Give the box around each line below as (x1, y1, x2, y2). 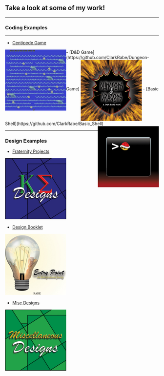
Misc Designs (12, 300, 40, 306)
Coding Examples (5, 24, 48, 31)
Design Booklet (12, 224, 43, 230)
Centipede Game (12, 40, 46, 46)
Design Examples (5, 138, 47, 145)
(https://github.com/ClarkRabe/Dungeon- (66, 55, 149, 61)
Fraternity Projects (12, 148, 50, 154)
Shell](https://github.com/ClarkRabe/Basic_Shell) (5, 121, 104, 126)
